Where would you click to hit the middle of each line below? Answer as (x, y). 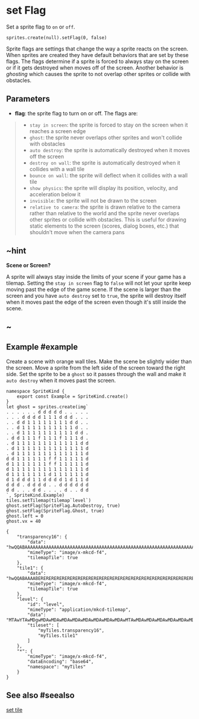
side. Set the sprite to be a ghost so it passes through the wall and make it (96, 374)
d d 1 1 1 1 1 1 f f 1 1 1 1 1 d (47, 459)
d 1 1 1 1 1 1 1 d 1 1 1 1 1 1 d (47, 474)
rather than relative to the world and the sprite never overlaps (104, 213)
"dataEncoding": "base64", (61, 661)
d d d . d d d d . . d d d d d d (47, 485)
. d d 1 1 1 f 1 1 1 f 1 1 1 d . (47, 438)
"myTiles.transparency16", (71, 630)
